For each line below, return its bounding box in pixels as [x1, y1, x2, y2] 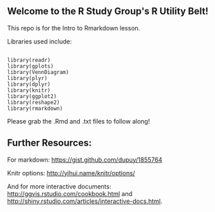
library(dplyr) [7, 81, 51, 88]
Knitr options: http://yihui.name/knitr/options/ [7, 168, 136, 177]
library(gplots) [7, 62, 54, 70]
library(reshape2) [7, 99, 60, 106]
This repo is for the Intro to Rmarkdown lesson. [7, 23, 141, 32]
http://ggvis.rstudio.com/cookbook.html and [7, 189, 133, 197]
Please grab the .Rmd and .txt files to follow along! [7, 117, 150, 125]
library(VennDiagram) [7, 68, 70, 75]
